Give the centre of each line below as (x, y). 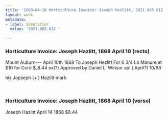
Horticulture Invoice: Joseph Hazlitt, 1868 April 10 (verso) (78, 101)
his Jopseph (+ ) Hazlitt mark (36, 78)
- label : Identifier (27, 24)
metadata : (16, 19)
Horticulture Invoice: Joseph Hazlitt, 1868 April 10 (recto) (77, 52)
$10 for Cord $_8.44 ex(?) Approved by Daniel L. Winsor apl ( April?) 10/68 (83, 68)
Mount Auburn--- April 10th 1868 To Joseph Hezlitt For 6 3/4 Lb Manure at (84, 62)
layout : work (19, 15)
